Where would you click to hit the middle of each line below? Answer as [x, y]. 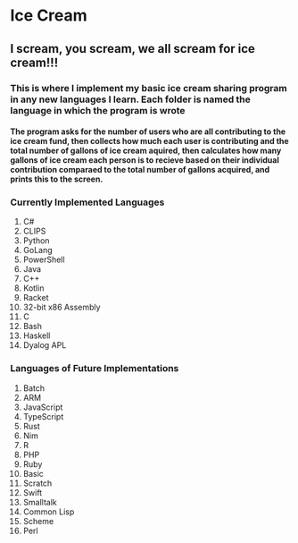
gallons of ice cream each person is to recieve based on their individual [145, 160]
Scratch [37, 483]
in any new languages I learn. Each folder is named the [130, 99]
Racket [36, 298]
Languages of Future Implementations [95, 369]
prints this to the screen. [57, 179]
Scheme [38, 521]
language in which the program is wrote [98, 110]
